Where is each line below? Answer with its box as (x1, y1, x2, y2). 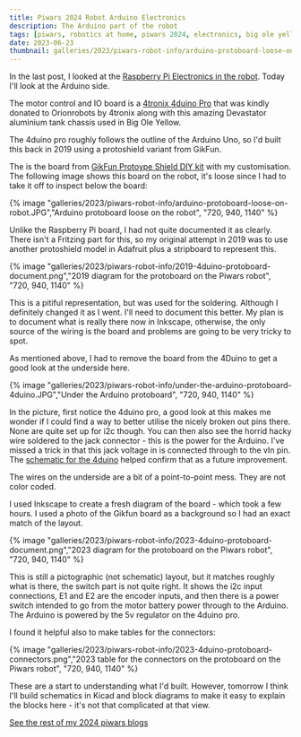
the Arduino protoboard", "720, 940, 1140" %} (85, 389, 255, 400)
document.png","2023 (9, 544, 91, 556)
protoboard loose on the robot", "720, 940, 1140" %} (84, 207, 279, 218)
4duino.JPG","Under (9, 389, 84, 400)
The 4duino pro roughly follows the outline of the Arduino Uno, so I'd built (9, 134, 281, 145)
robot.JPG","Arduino (9, 207, 83, 218)
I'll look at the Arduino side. (9, 81, 110, 91)
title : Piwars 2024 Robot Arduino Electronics (9, 13, 186, 22)
